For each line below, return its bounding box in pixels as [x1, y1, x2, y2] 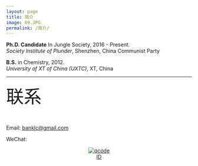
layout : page [6, 8, 38, 15]
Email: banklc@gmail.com [6, 124, 69, 131]
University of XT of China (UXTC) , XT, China [6, 65, 114, 72]
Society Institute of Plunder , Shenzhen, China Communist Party [6, 48, 160, 55]
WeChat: [6, 136, 28, 143]
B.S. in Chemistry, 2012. [6, 59, 65, 66]
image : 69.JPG [6, 19, 41, 25]
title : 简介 [6, 14, 34, 20]
